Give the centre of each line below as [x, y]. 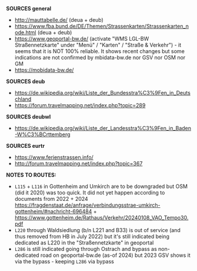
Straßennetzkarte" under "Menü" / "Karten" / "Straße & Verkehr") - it [98, 45]
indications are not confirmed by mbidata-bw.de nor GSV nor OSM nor [100, 57]
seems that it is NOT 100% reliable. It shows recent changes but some [100, 51]
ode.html [25, 32]
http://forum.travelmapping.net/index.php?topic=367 [79, 163]
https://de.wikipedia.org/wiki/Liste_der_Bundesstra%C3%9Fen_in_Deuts [103, 93]
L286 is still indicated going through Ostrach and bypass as [86, 249]
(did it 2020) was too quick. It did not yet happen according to [90, 193]
